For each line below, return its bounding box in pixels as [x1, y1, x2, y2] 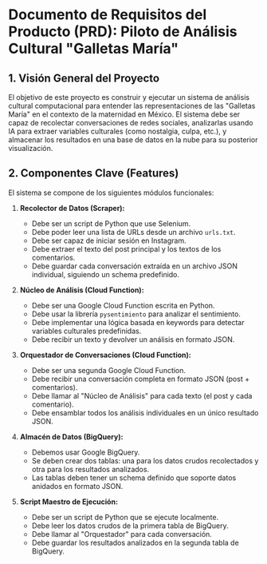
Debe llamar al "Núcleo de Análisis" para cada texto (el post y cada [31, 391, 253, 400]
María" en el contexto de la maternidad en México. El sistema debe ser [8, 109, 241, 119]
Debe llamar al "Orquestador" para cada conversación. [31, 529, 213, 538]
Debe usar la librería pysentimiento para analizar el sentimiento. [31, 309, 241, 319]
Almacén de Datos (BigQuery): [19, 431, 124, 441]
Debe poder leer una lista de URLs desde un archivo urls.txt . [31, 227, 236, 236]
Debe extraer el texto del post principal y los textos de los [31, 244, 222, 253]
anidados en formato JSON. [31, 481, 124, 491]
